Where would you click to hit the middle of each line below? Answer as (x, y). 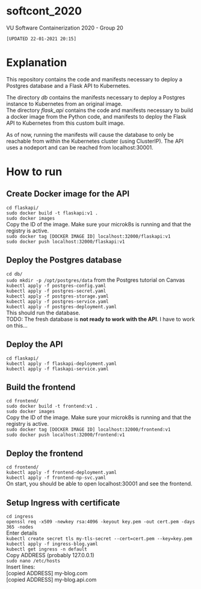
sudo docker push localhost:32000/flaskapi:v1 (66, 242)
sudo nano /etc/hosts (33, 561)
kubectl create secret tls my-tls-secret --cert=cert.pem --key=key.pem (99, 538)
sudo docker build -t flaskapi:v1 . (52, 213)
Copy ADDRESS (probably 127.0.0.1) (50, 555)
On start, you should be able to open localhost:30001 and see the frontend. (99, 484)
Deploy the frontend (45, 453)
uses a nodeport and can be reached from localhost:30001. (80, 147)
